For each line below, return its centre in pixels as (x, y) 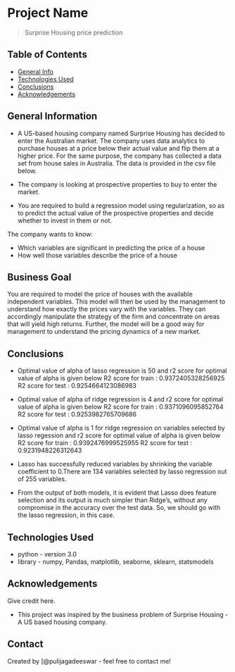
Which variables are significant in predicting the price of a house (111, 247)
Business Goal (39, 277)
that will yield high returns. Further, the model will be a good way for (106, 324)
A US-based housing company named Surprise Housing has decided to (121, 133)
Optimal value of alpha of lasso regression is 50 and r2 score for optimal (122, 371)
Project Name (48, 13)
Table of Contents (47, 55)
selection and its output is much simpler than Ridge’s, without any (112, 500)
